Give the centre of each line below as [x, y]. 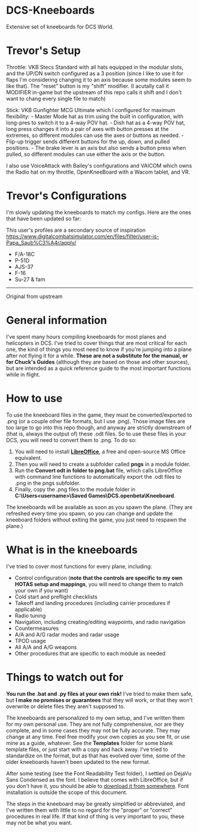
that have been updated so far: [44, 218]
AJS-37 [24, 267]
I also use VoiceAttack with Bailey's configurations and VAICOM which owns [99, 165]
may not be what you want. [39, 823]
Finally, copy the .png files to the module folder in [75, 489]
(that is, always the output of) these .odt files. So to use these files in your [96, 434]
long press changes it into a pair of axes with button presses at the [87, 129]
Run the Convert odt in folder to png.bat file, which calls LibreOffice [98, 470]
